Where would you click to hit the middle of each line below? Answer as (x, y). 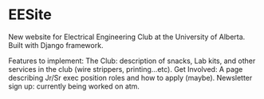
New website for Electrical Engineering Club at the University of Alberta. (127, 37)
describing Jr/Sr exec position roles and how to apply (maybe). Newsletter (130, 77)
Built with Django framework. (56, 45)
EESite (30, 15)
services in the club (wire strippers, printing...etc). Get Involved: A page (126, 69)
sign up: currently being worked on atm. (74, 86)
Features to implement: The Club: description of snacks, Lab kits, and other (132, 61)
